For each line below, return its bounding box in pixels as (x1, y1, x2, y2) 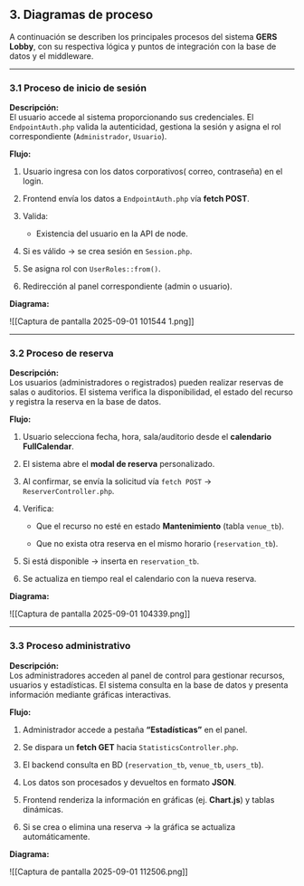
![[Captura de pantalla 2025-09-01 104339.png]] (9, 608, 191, 619)
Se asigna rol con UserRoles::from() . (22, 263, 161, 274)
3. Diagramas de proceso (9, 7, 154, 23)
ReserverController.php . (22, 486, 115, 497)
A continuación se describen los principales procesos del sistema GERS (9, 31, 278, 42)
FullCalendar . (22, 441, 74, 452)
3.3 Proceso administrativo (9, 640, 131, 653)
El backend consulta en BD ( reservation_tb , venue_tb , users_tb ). (22, 759, 264, 770)
